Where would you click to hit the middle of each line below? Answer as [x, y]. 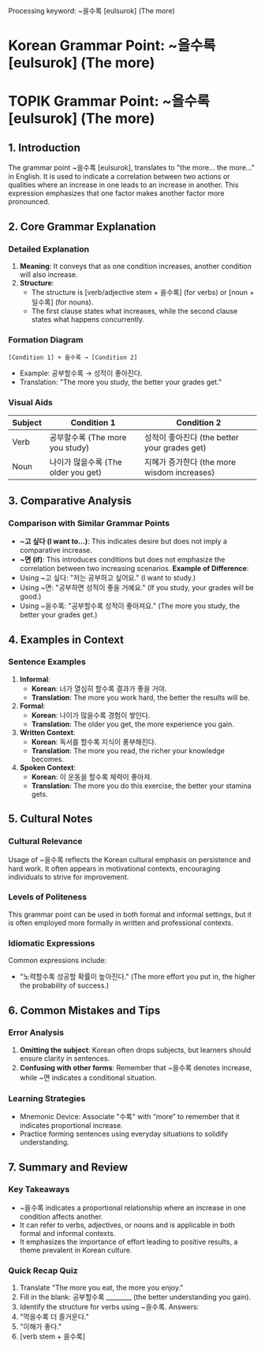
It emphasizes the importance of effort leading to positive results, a [129, 1242]
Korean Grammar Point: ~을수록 [112, 46]
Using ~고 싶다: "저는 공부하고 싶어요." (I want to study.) [108, 578]
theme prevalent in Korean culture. [76, 1250]
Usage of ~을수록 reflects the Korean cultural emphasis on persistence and [129, 859]
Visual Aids [30, 402]
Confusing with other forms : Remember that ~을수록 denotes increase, [136, 1067]
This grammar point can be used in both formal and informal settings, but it [130, 914]
